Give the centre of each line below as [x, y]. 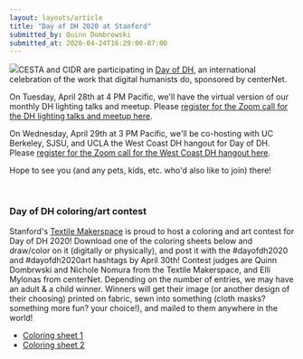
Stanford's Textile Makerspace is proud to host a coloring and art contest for [152, 231]
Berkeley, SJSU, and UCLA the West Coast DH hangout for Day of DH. [140, 143]
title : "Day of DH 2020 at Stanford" [80, 26]
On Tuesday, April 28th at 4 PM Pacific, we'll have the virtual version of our [149, 97]
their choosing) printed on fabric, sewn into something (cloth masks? [137, 298]
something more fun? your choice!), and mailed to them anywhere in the [144, 307]
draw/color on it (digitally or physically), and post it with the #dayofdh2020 [149, 250]
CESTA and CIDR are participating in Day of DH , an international [137, 70]
